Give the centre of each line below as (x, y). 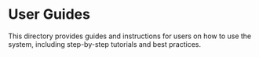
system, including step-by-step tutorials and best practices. (105, 44)
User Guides (49, 14)
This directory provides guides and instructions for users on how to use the (130, 36)
